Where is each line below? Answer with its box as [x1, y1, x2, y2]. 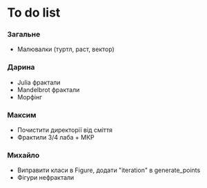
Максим [7, 110, 37, 120]
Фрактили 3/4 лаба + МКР [17, 133, 95, 142]
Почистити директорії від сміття [17, 126, 112, 134]
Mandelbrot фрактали [17, 85, 80, 94]
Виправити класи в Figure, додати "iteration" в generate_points [17, 166, 201, 174]
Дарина [7, 62, 35, 72]
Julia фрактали [17, 78, 61, 86]
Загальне [7, 30, 41, 39]
